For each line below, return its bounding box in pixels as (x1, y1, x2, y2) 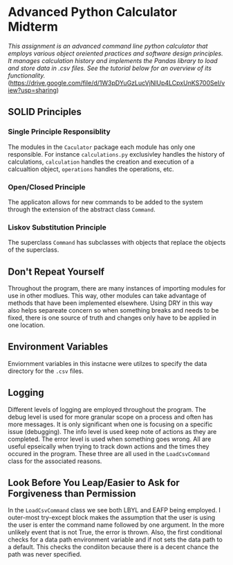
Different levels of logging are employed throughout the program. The (8, 405, 207, 413)
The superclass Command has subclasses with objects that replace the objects (8, 238, 226, 247)
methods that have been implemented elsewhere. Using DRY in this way (8, 299, 213, 307)
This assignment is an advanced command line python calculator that (8, 42, 208, 50)
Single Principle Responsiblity (8, 127, 111, 137)
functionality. (8, 71, 46, 80)
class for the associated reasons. (8, 457, 102, 465)
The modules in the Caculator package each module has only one (8, 143, 196, 151)
